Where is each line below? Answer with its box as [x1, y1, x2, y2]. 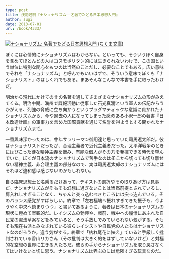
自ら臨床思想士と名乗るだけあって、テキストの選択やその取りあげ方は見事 [5, 179, 160, 185]
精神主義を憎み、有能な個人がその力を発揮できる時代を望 [40, 149, 160, 155]
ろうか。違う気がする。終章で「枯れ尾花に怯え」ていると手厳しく [22, 229, 160, 235]
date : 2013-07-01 [5, 21, 42, 27]
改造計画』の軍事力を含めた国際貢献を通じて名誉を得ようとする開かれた [9, 119, 160, 125]
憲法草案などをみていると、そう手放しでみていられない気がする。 [18, 217, 155, 223]
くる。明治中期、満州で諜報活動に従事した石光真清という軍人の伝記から [9, 100, 160, 106]
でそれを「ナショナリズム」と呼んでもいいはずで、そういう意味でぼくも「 [5, 70, 160, 76]
